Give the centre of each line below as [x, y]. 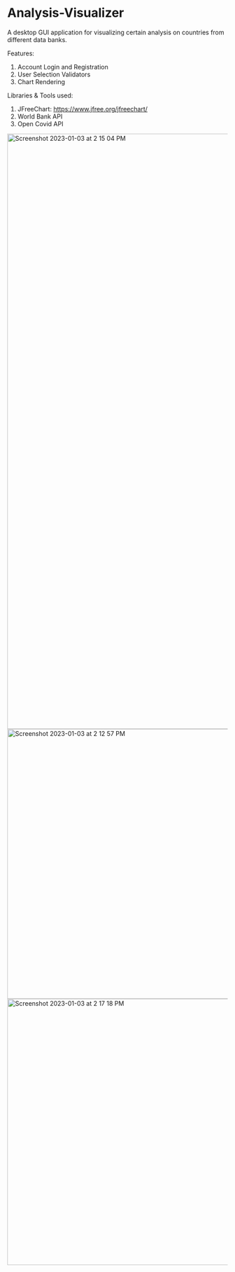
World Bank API [40, 116]
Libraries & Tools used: [40, 95]
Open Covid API [40, 123]
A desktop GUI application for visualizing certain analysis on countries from [116, 32]
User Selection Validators [54, 74]
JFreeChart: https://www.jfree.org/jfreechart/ [83, 109]
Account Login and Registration [63, 67]
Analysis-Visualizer [66, 13]
